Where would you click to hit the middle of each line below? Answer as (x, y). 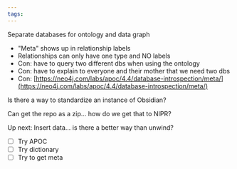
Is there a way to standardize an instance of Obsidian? (87, 100)
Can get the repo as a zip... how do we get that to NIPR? (90, 113)
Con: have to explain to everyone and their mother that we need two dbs (123, 71)
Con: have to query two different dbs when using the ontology (109, 63)
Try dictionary (38, 149)
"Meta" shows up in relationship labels (74, 48)
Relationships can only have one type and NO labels (94, 56)
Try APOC (32, 141)
